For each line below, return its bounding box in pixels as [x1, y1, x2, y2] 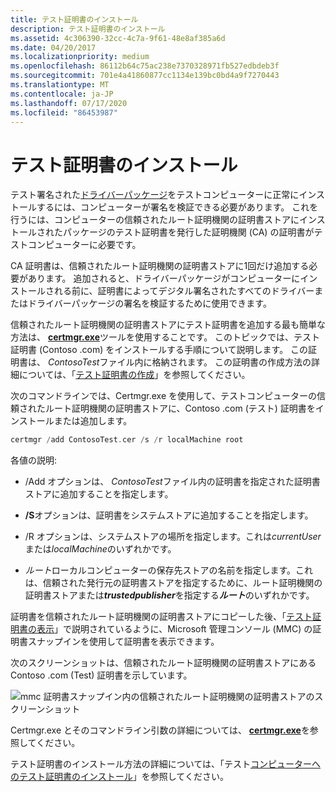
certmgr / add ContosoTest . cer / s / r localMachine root [10, 435, 244, 445]
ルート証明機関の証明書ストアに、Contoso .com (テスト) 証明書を [44, 402, 316, 415]
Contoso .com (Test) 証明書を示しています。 [10, 669, 193, 681]
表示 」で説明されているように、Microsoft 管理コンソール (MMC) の [36, 623, 313, 635]
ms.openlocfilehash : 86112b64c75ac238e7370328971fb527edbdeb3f [10, 61, 280, 71]
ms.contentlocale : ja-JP [10, 89, 114, 99]
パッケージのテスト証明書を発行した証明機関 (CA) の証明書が [62, 226, 315, 238]
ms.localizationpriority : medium [10, 52, 150, 62]
